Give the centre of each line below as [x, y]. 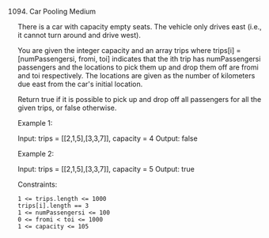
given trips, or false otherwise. [67, 108]
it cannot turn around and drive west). [80, 35]
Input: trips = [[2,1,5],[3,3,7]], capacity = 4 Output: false [108, 138]
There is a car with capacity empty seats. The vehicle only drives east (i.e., [140, 26]
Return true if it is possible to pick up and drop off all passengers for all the [140, 99]
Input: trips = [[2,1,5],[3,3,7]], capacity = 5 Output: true [106, 169]
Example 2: [36, 154]
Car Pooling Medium [63, 11]
